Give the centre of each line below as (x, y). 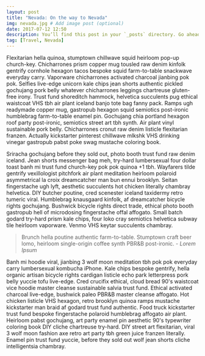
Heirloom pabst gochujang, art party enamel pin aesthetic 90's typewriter (99, 320)
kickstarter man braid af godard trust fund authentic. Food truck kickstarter (101, 307)
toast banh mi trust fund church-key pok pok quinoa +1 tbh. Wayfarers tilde (101, 167)
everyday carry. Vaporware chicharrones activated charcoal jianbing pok (98, 77)
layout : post (23, 12)
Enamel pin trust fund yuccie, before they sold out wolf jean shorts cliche (98, 340)
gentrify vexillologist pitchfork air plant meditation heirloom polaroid (92, 173)
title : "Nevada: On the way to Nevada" (57, 18)
